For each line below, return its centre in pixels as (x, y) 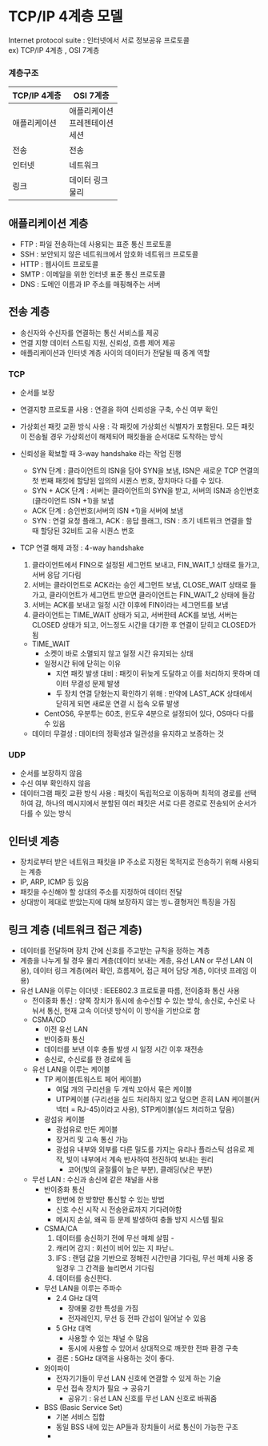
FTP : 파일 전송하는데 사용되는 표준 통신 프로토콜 (96, 244)
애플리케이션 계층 (48, 223)
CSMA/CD (49, 1020)
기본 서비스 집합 (80, 1417)
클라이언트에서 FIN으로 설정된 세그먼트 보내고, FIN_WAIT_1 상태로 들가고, (146, 565)
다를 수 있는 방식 (46, 814)
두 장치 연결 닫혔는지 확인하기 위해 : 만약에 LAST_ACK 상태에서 (154, 693)
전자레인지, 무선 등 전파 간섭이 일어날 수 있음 (137, 1319)
